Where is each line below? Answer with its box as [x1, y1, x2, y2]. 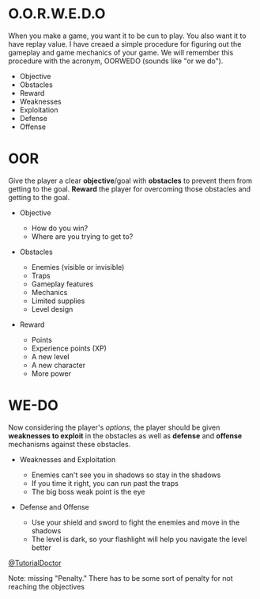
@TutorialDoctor [8, 558, 62, 567]
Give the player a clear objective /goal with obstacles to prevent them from [8, 176, 253, 185]
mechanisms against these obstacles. [8, 439, 131, 449]
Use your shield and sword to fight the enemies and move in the [31, 517, 240, 527]
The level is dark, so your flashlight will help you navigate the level [31, 534, 247, 544]
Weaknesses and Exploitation [19, 454, 116, 464]
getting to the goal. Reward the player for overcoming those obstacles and [8, 184, 251, 194]
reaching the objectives [8, 582, 85, 591]
